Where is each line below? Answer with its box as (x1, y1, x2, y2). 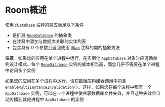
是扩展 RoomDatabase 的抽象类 (12, 32, 72, 38)
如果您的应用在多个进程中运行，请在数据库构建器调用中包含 (5, 77, 126, 84)
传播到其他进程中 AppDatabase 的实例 (9, 96, 84, 102)
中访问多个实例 (5, 67, 36, 73)
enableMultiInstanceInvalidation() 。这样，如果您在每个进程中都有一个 (5, 84, 152, 90)
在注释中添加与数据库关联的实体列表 (12, 38, 86, 44)
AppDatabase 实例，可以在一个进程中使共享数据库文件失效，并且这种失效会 (5, 90, 157, 96)
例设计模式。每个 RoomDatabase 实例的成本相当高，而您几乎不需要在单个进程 (5, 61, 160, 67)
